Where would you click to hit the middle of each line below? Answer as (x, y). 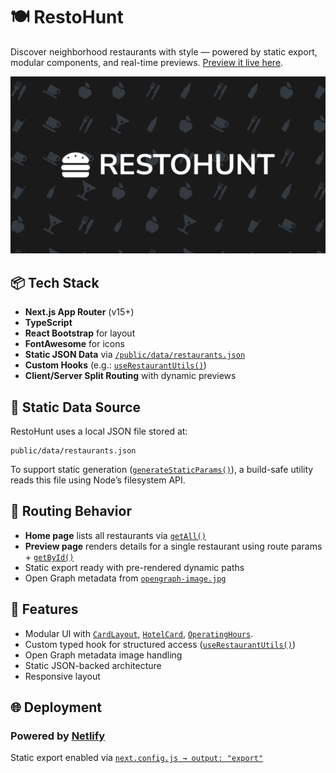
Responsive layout (62, 676)
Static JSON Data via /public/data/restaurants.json (135, 355)
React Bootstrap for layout (80, 333)
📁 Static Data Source (76, 407)
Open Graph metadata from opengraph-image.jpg (125, 578)
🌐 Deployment (56, 707)
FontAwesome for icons (74, 344)
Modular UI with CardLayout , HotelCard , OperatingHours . (139, 633)
